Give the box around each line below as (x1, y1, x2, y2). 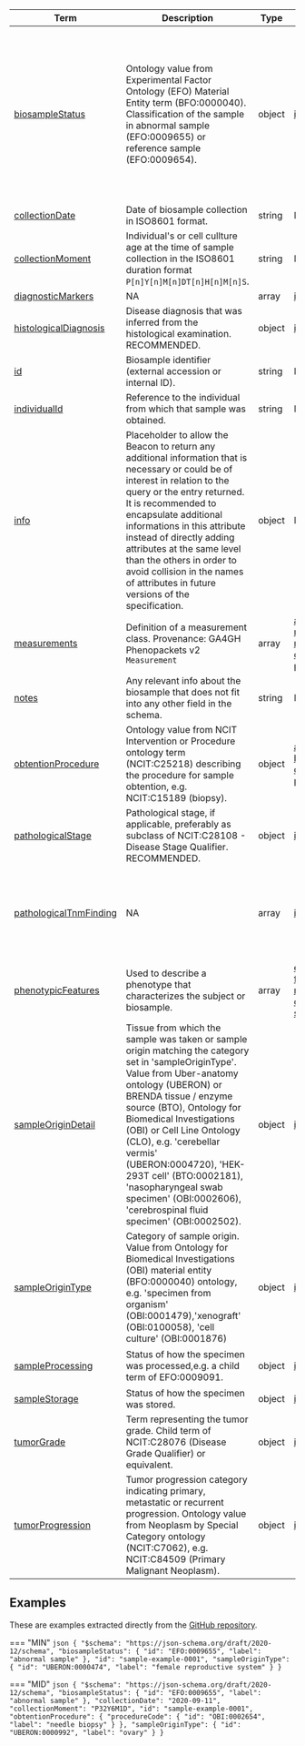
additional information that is (125, 452, 248, 463)
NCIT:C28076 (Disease (125, 1436, 227, 1448)
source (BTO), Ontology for (125, 1101, 241, 1113)
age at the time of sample (125, 241, 234, 253)
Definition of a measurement (125, 621, 248, 634)
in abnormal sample (125, 119, 211, 131)
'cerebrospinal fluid (125, 1203, 209, 1216)
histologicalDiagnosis (14, 322, 105, 334)
